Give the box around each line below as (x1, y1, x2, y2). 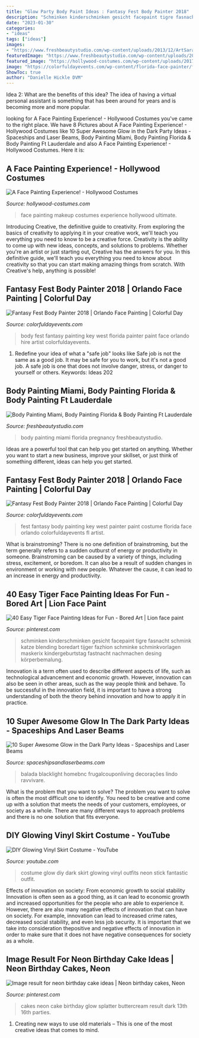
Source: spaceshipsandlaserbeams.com (6, 759, 105, 766)
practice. (6, 699, 28, 706)
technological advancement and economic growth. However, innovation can (6, 674, 192, 681)
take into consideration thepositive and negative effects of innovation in (6, 924, 181, 931)
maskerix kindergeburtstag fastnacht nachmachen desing (20, 650, 162, 657)
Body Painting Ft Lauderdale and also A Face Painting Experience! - (6, 140, 171, 147)
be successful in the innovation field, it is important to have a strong (6, 686, 172, 693)
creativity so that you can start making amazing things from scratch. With (6, 261, 185, 268)
